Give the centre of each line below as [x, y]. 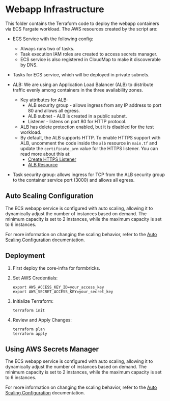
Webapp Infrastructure [55, 9]
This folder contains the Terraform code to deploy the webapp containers [82, 23]
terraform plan [29, 329]
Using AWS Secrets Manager [52, 349]
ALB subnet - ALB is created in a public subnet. [77, 116]
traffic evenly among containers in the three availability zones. [78, 90]
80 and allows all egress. [54, 110]
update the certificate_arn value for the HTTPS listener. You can [89, 148]
